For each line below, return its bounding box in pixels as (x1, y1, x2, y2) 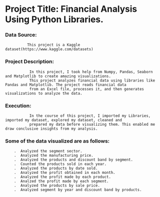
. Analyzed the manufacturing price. (14, 153, 94, 158)
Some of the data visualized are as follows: (5, 138, 110, 144)
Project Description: (5, 58, 54, 65)
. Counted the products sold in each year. (14, 162, 107, 167)
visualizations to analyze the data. (5, 91, 83, 96)
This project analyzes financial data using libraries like (29, 78, 155, 83)
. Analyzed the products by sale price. (14, 183, 100, 188)
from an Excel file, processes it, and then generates (29, 86, 144, 91)
